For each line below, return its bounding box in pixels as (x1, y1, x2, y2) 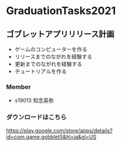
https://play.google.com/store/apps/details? (6, 127, 113, 134)
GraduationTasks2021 (6, 4, 116, 18)
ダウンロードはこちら (6, 113, 67, 121)
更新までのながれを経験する (14, 61, 83, 67)
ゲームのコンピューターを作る (14, 46, 87, 52)
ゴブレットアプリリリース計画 (6, 29, 115, 39)
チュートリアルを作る (14, 68, 67, 75)
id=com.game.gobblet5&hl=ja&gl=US (6, 133, 97, 140)
